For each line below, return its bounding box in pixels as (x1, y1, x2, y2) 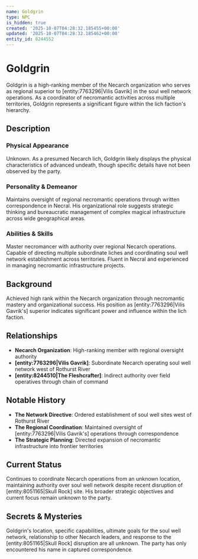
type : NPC (6, 14, 31, 20)
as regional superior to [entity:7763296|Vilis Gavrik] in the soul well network (6, 87, 191, 95)
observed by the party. (6, 167, 62, 175)
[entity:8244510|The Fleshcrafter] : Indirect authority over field (14, 372, 170, 379)
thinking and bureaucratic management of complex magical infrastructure (6, 208, 186, 215)
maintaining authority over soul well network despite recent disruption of (6, 481, 183, 489)
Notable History (6, 395, 66, 405)
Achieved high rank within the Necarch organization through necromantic (6, 295, 185, 302)
